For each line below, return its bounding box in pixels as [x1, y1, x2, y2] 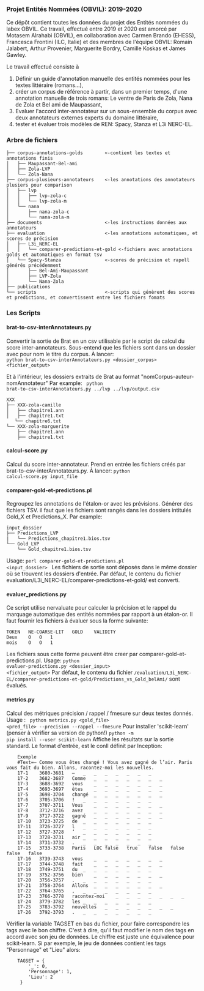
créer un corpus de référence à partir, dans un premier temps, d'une [15, 88, 188, 95]
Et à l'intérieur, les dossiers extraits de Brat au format [6, 373, 140, 380]
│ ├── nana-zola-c [6, 209, 70, 215]
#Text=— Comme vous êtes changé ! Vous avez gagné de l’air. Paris [17, 759, 192, 765]
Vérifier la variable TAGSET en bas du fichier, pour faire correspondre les [6, 920, 190, 927]
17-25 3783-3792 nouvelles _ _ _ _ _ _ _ [17, 903, 173, 910]
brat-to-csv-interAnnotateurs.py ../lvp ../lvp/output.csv [6, 386, 160, 392]
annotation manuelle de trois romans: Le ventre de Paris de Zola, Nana [15, 94, 192, 102]
